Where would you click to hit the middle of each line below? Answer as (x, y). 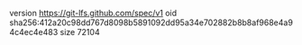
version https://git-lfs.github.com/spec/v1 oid (93, 13)
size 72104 (80, 32)
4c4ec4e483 (34, 32)
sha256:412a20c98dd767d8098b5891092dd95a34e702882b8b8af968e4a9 (151, 22)
